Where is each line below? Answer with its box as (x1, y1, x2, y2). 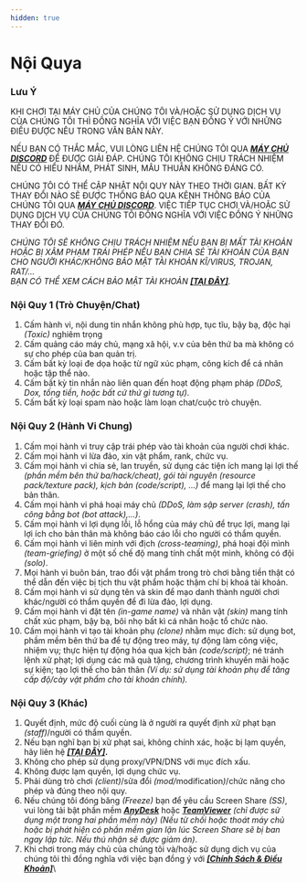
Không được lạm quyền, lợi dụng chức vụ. (23, 766, 181, 777)
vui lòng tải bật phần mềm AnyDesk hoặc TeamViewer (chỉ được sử (23, 805, 281, 815)
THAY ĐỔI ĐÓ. (10, 219, 65, 230)
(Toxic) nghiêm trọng (23, 329, 103, 340)
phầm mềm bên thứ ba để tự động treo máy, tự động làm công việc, (23, 634, 279, 645)
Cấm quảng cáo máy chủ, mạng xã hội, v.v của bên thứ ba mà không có (23, 339, 295, 350)
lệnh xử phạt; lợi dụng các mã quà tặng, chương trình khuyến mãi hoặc (23, 654, 291, 665)
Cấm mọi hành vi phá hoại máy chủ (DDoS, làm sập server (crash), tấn (23, 499, 291, 510)
